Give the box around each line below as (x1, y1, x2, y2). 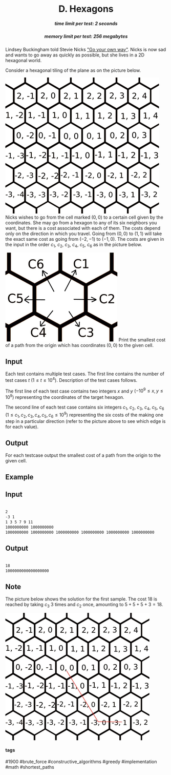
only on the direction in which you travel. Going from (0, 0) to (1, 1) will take (5, 230, 162, 237)
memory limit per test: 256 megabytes (44, 33, 128, 40)
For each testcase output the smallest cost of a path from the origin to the (5, 452, 161, 458)
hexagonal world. (5, 57, 42, 63)
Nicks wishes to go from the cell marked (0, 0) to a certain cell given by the (5, 214, 164, 220)
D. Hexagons (58, 3, 114, 15)
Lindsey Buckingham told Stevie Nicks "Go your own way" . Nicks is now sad (5, 46, 166, 52)
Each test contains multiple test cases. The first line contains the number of (5, 371, 165, 377)
